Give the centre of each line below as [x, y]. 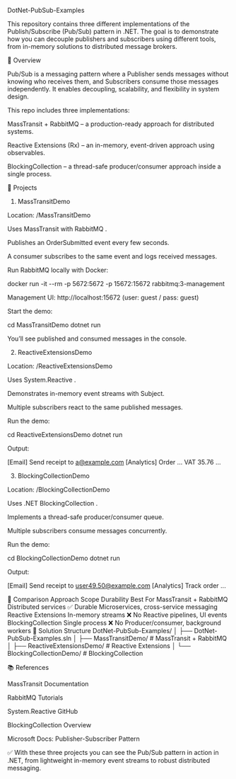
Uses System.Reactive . [42, 380]
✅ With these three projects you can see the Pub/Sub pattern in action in [113, 752]
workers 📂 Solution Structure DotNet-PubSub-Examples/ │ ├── [100, 631]
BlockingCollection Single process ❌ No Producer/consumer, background [114, 623]
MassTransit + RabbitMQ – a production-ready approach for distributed [111, 124]
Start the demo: [30, 311]
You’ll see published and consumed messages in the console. [97, 339]
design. [18, 96]
